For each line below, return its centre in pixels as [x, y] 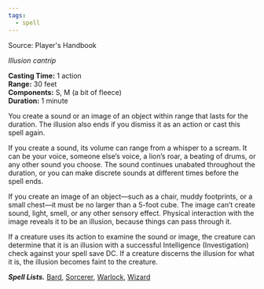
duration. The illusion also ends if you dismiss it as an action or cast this [125, 124]
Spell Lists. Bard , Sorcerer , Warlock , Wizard [79, 276]
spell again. [27, 132]
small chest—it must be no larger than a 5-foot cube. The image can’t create [132, 204]
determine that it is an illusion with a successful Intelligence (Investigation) [128, 245]
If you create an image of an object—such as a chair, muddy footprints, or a [130, 196]
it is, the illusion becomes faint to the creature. [83, 262]
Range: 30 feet [33, 84]
